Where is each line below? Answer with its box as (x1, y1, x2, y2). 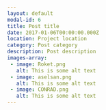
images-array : (7, 55, 48, 61)
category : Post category (7, 42, 78, 49)
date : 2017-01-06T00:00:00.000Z (7, 29, 99, 36)
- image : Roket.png (10, 61, 66, 68)
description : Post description (7, 49, 96, 55)
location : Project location (7, 36, 88, 42)
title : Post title (7, 23, 59, 29)
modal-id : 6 (7, 16, 41, 23)
